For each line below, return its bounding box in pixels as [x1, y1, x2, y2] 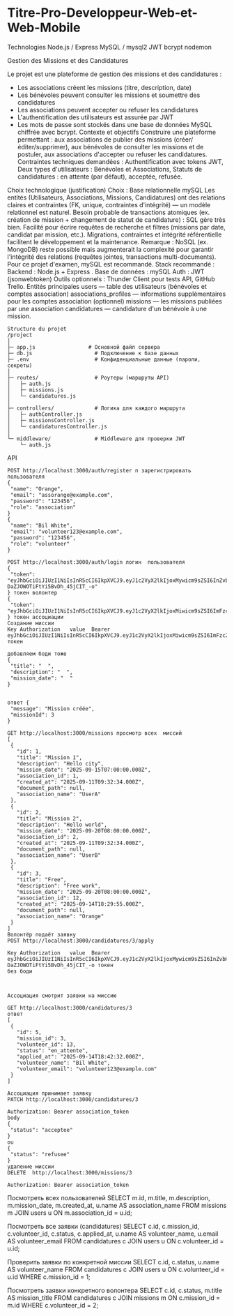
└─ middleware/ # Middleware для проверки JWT [7, 435, 186, 442]
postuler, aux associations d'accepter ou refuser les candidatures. [17, 150, 208, 158]
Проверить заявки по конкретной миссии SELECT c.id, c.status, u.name [7, 1257, 219, 1266]
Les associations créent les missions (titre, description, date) [17, 83, 192, 91]
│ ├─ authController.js [7, 410, 82, 418]
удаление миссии [7, 1163, 54, 1170]
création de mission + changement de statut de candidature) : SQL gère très [7, 215, 226, 224]
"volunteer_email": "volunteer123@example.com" [16, 1065, 157, 1072]
